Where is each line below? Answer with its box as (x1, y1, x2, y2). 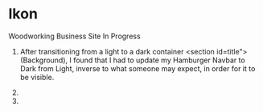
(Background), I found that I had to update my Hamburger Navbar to (19, 55, 245, 65)
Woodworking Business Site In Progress (8, 31, 141, 41)
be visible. (19, 72, 55, 82)
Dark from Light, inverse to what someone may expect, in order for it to (19, 63, 256, 73)
